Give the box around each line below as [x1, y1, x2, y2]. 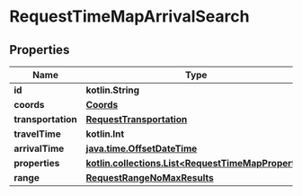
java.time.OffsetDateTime [85, 142, 198, 155]
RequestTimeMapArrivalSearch [9, 6, 250, 27]
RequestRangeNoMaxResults [85, 172, 214, 183]
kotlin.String [85, 84, 140, 96]
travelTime [13, 128, 61, 140]
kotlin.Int [85, 128, 125, 140]
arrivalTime [13, 142, 65, 155]
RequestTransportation [85, 113, 188, 125]
